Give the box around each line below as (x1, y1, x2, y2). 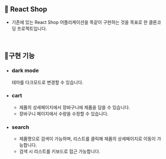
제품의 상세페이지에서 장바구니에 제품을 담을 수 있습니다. (19, 104, 131, 110)
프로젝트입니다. (17, 25, 47, 31)
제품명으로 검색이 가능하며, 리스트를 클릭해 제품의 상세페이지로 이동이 (19, 136, 156, 142)
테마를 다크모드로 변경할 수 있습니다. (11, 79, 84, 85)
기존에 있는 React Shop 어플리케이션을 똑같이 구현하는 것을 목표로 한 (11, 19, 148, 25)
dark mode (11, 67, 39, 74)
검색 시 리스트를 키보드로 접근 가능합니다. (19, 148, 101, 154)
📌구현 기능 (4, 52, 35, 60)
